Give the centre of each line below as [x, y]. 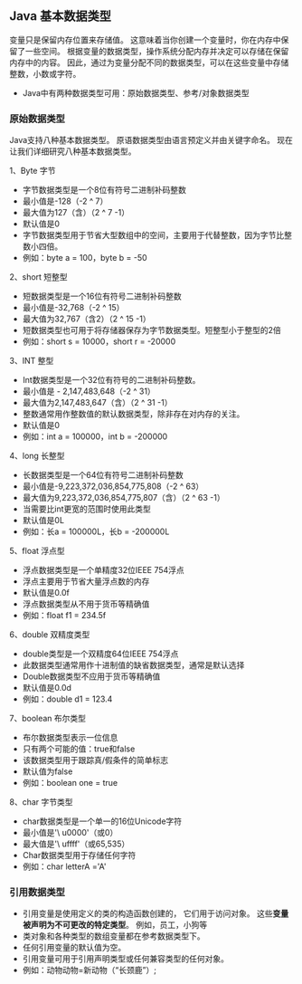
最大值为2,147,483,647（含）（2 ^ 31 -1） [97, 403]
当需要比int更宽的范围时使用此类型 [87, 509]
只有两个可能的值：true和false [79, 749]
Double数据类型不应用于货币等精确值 [91, 676]
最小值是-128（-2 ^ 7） [65, 201]
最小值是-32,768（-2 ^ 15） [73, 308]
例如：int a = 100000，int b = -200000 [95, 436]
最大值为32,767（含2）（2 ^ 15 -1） [86, 319]
